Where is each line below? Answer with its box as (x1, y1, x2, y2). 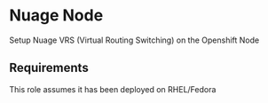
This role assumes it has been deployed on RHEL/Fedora (9, 83, 217, 94)
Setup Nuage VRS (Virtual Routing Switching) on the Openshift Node (9, 35, 260, 45)
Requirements (9, 60, 89, 75)
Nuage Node (9, 5, 104, 26)
